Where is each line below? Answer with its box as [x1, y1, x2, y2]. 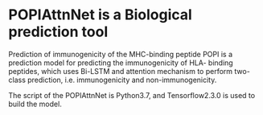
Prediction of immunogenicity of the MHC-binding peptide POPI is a [8, 49, 233, 59]
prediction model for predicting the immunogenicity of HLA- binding [8, 58, 233, 68]
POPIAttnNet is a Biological [8, 6, 193, 24]
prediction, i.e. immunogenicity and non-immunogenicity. [27, 75, 217, 84]
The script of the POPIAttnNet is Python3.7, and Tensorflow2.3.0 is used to [8, 90, 256, 100]
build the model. [8, 99, 62, 109]
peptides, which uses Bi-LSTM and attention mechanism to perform [8, 66, 233, 76]
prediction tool [8, 23, 109, 41]
